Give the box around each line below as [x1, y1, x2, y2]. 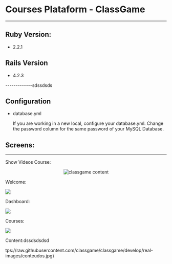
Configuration [5, 97, 51, 105]
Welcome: [5, 179, 27, 185]
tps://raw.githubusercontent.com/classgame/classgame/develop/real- [5, 247, 154, 254]
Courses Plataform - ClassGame [5, 4, 145, 15]
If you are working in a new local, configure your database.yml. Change [12, 120, 164, 126]
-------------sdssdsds [5, 82, 53, 88]
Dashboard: [5, 199, 30, 205]
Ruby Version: [5, 30, 52, 39]
